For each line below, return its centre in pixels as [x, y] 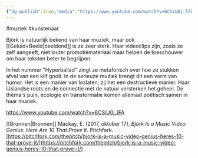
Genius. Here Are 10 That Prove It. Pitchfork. [60, 130]
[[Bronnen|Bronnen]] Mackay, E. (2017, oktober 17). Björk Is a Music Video [96, 123]
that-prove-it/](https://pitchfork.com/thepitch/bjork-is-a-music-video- [91, 142]
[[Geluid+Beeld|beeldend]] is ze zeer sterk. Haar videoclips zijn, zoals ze [95, 46]
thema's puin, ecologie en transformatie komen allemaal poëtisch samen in [97, 95]
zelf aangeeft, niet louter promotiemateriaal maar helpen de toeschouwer [95, 52]
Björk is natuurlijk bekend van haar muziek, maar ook [70, 39]
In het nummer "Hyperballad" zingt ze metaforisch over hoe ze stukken [93, 70]
